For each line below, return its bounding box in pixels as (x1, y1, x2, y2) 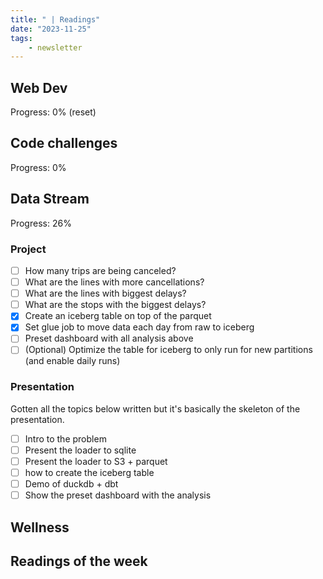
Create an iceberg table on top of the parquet (24, 310, 212, 322)
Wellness (10, 519, 70, 536)
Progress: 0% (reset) (10, 106, 97, 118)
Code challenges (10, 135, 118, 152)
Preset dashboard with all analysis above (24, 332, 194, 345)
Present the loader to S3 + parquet (24, 455, 168, 467)
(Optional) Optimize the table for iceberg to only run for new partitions (24, 344, 313, 356)
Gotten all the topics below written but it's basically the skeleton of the (10, 402, 301, 415)
